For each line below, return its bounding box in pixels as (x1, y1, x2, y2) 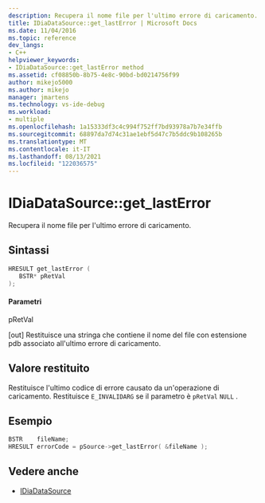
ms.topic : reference (8, 33, 77, 42)
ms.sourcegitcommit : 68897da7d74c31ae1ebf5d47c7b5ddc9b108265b (8, 130, 223, 138)
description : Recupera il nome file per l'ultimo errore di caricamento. (8, 11, 259, 20)
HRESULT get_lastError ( (8, 265, 91, 273)
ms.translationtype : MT (8, 137, 88, 146)
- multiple (8, 116, 45, 124)
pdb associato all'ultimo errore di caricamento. (8, 338, 162, 348)
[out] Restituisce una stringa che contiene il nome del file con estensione (8, 330, 247, 340)
